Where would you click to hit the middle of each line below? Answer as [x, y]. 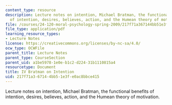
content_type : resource [31, 10]
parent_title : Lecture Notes [36, 53]
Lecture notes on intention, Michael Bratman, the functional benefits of [80, 91]
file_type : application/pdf [35, 29]
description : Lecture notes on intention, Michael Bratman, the [75, 15]
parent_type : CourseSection [35, 58]
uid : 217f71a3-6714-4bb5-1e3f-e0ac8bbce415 [52, 77]
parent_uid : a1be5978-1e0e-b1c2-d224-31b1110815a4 [60, 62]
